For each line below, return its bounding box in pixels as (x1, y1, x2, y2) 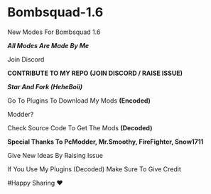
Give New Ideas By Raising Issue (7, 151, 103, 159)
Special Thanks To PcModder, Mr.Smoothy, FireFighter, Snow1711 (7, 137, 204, 146)
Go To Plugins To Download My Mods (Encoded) (7, 96, 151, 105)
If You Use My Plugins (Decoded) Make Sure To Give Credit (7, 164, 181, 173)
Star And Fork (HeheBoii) (7, 82, 83, 91)
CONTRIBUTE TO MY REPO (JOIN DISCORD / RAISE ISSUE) (7, 69, 183, 77)
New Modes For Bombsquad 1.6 (7, 28, 101, 36)
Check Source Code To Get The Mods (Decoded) (7, 123, 153, 132)
